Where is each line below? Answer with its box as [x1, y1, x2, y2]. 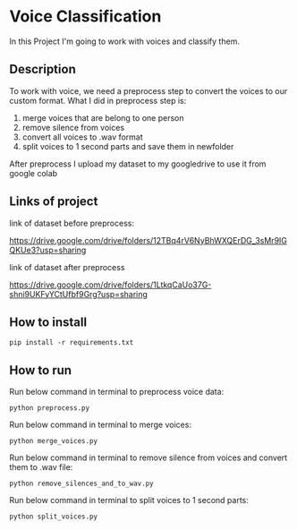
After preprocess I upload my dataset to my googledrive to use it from [9, 158, 267, 169]
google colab [9, 167, 58, 178]
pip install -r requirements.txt [9, 338, 134, 347]
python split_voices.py [9, 512, 98, 521]
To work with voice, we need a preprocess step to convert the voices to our [9, 85, 288, 96]
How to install [9, 314, 88, 329]
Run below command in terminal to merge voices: [9, 419, 192, 431]
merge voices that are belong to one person [21, 112, 184, 123]
